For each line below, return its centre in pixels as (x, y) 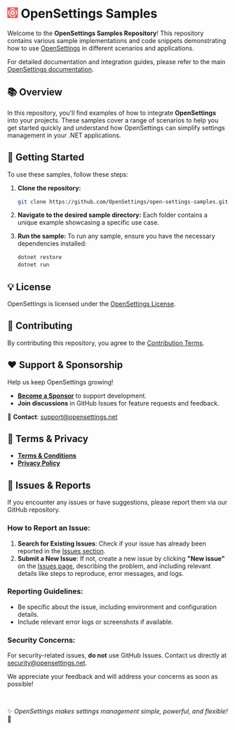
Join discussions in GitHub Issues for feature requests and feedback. (118, 403)
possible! (20, 684)
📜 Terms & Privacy (48, 439)
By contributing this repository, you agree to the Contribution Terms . (106, 343)
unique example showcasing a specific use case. (88, 222)
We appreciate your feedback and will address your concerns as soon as (113, 676)
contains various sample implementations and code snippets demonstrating (117, 40)
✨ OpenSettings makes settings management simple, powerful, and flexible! (117, 711)
